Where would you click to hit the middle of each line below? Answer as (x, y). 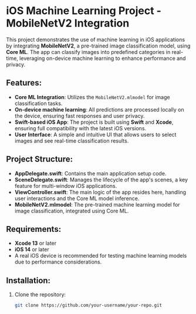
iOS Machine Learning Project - (84, 11)
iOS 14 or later (32, 249)
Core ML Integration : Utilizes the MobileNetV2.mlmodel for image (92, 97)
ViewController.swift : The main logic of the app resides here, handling (100, 192)
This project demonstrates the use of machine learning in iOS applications (96, 39)
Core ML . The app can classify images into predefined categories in (88, 52)
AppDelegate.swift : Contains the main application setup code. (90, 173)
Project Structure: (40, 159)
